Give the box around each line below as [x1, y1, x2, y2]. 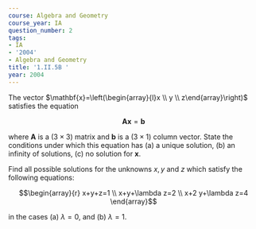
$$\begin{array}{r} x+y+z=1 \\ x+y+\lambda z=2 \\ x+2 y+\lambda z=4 [18, 188, 249, 197]
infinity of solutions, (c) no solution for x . [8, 149, 142, 158]
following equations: [8, 173, 75, 182]
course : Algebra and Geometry [8, 11, 109, 20]
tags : [8, 33, 26, 42]
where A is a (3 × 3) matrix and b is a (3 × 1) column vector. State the [8, 132, 234, 142]
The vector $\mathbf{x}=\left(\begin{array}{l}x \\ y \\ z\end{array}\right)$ [8, 92, 248, 102]
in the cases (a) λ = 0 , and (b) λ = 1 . [8, 212, 127, 221]
